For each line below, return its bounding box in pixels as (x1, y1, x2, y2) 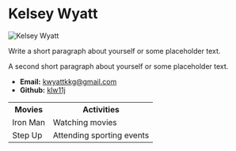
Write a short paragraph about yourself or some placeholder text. (8, 46, 221, 55)
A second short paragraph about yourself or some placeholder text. (8, 61, 229, 71)
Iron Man (12, 116, 46, 127)
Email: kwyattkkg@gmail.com (19, 77, 117, 86)
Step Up (12, 130, 43, 141)
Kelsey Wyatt (8, 5, 98, 23)
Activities (82, 104, 120, 115)
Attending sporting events (52, 130, 150, 141)
